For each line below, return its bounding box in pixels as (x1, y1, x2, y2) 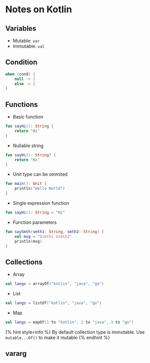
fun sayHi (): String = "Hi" (5, 210, 66, 215)
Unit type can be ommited (12, 171, 68, 178)
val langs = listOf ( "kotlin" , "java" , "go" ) (5, 300, 102, 306)
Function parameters (12, 219, 57, 225)
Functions (5, 100, 38, 109)
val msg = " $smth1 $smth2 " (14, 234, 72, 239)
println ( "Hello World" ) (14, 186, 66, 191)
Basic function (12, 114, 44, 120)
